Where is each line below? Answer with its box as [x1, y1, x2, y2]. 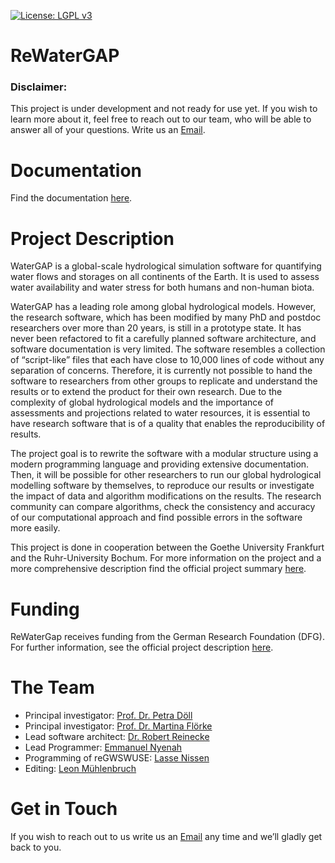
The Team [10, 676, 95, 699]
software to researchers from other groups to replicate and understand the [10, 375, 318, 387]
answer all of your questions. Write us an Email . [10, 124, 206, 136]
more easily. [10, 522, 61, 534]
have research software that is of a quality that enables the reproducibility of [10, 418, 326, 430]
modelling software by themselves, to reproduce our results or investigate [10, 480, 315, 492]
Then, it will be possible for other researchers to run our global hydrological [10, 469, 322, 481]
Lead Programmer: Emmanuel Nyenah [24, 741, 183, 754]
